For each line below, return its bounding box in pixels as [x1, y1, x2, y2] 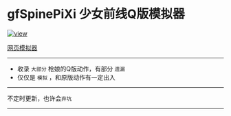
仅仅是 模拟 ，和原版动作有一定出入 [16, 73, 115, 81]
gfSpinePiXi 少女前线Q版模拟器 [7, 6, 185, 22]
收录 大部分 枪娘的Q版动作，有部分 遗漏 [16, 65, 125, 73]
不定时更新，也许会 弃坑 [7, 94, 72, 102]
